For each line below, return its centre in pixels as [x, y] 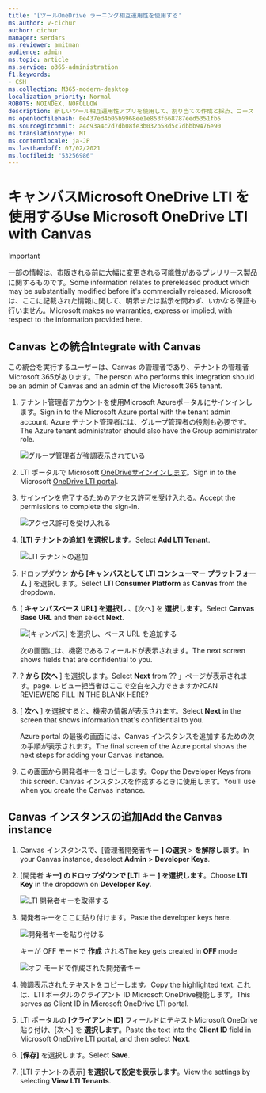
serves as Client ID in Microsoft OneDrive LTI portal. [104, 1004]
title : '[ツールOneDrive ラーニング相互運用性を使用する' [95, 15]
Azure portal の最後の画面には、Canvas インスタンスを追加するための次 [137, 736]
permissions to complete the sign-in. [80, 507]
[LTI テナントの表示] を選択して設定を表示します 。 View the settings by [135, 1072]
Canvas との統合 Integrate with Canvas [105, 347]
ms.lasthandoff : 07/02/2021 [55, 148]
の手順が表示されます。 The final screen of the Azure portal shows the [133, 746]
